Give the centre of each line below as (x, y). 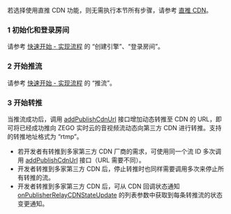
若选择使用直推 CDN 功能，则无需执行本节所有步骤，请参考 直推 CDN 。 (110, 10)
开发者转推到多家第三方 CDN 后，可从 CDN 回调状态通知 (98, 186)
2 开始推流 (25, 66)
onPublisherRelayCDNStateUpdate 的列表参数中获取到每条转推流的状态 (120, 194)
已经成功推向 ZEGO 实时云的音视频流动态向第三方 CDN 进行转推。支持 (120, 128)
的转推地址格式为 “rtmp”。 (45, 136)
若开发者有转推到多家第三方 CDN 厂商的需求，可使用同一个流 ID (109, 151)
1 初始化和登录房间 (38, 30)
